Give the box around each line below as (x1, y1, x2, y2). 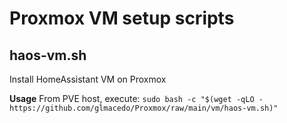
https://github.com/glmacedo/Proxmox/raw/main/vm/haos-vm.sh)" (9, 103, 279, 113)
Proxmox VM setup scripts (9, 7, 235, 30)
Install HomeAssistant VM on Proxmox (9, 73, 167, 85)
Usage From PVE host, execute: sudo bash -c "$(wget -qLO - (9, 93, 264, 104)
